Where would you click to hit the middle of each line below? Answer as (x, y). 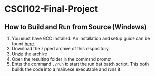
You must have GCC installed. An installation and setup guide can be (81, 38)
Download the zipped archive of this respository (60, 49)
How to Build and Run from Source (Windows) (76, 27)
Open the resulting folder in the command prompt (62, 59)
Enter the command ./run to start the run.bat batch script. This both (80, 64)
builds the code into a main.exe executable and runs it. (66, 69)
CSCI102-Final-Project (51, 9)
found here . (23, 44)
